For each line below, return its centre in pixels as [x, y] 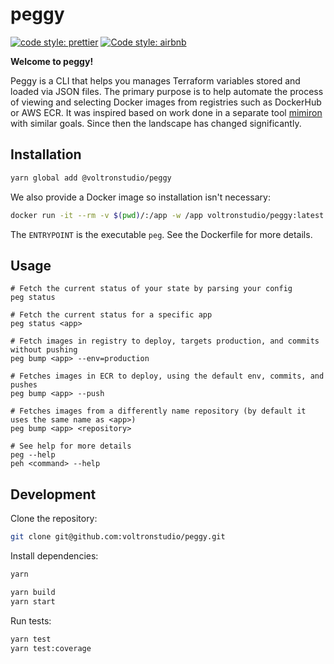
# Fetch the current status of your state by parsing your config [151, 289]
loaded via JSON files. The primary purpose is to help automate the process [167, 91]
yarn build [33, 592]
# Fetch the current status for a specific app [111, 315]
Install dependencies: [54, 556]
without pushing [44, 350]
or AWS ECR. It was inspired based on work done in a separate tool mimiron [166, 112]
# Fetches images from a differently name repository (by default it [158, 411]
